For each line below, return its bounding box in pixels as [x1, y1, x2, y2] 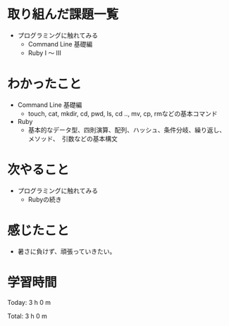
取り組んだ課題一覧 [7, 6, 119, 23]
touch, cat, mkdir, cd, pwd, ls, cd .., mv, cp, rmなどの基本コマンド [27, 109, 218, 118]
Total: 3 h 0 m [7, 311, 48, 320]
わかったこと [7, 76, 82, 92]
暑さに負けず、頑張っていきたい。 [17, 247, 116, 256]
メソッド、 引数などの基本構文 [27, 134, 118, 143]
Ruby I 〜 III [27, 49, 61, 57]
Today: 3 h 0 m [7, 298, 51, 306]
